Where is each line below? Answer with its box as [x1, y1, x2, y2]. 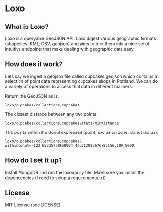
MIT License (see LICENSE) [5, 202, 61, 208]
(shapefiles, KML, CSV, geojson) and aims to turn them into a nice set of [5, 41, 150, 47]
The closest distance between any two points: [5, 111, 98, 117]
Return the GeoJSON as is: [5, 93, 59, 99]
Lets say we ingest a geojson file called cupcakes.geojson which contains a [5, 73, 157, 79]
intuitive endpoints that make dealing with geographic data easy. [5, 46, 135, 52]
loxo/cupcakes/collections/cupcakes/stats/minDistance [5, 121, 119, 126]
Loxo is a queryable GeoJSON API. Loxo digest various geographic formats [5, 35, 156, 41]
